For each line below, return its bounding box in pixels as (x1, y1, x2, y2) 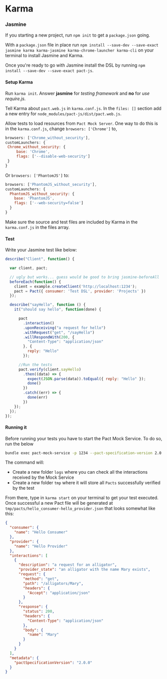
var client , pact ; (9, 266, 48, 271)
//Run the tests (18, 362, 52, 367)
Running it (5, 424, 27, 430)
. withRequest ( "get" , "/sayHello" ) (23, 330, 95, 335)
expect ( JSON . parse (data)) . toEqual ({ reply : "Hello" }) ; (27, 376, 146, 381)
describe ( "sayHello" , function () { (9, 302, 86, 307)
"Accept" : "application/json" (27, 590, 91, 595)
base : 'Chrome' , (16, 149, 50, 154)
